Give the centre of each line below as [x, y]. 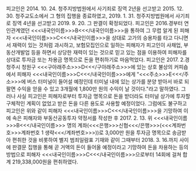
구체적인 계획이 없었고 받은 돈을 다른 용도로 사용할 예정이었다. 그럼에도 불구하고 [97, 103]
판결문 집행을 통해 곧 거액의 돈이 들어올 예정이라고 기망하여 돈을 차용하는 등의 [100, 147]
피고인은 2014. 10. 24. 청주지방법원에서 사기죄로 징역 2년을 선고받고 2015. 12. [95, 8]
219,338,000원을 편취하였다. [45, 162]
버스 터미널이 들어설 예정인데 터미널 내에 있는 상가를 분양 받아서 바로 [105, 81]
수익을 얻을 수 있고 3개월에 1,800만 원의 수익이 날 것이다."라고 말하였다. [98, 89]
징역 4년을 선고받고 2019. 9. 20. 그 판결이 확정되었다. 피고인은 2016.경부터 [97, 23]
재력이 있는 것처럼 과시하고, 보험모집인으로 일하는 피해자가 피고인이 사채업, [97, 45]
